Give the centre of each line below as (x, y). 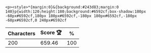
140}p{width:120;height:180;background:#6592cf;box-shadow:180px (75, 11)
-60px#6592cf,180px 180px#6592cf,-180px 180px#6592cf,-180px (71, 16)
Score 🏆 (51, 32)
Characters (22, 33)
